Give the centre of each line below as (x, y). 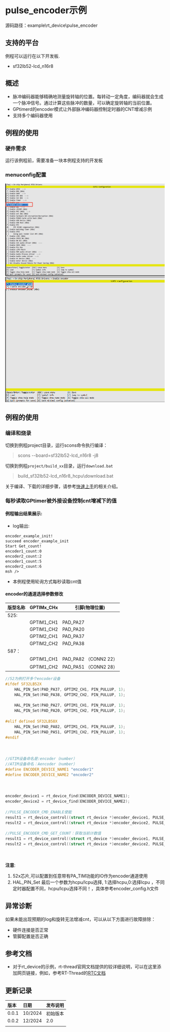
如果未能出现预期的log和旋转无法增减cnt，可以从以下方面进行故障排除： (80, 919)
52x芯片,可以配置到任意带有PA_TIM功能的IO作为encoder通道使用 (80, 876)
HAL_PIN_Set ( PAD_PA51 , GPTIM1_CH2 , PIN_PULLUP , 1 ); (70, 732)
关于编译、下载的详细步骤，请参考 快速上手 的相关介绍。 (63, 486)
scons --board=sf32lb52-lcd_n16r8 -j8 (58, 455)
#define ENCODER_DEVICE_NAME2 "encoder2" (50, 775)
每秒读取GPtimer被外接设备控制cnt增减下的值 (61, 500)
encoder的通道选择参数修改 (34, 594)
